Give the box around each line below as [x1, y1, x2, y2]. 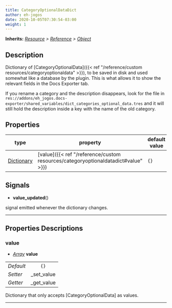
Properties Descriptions [5, 224, 83, 233]
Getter [8, 279, 23, 287]
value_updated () [12, 194, 49, 201]
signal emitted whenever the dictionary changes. [5, 204, 109, 210]
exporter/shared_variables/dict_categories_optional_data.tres [5, 101, 143, 106]
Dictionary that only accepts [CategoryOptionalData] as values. [5, 292, 139, 298]
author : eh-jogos [5, 12, 42, 17]
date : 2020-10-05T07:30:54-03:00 [5, 17, 77, 22]
